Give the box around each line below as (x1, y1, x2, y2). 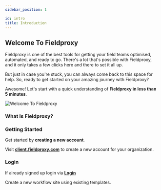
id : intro (5, 16, 25, 21)
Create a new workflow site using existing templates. (5, 179, 111, 185)
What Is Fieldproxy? (5, 113, 54, 120)
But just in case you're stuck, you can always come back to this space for (5, 71, 153, 77)
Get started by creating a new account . (5, 137, 85, 143)
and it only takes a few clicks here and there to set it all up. (5, 62, 123, 68)
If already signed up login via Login (5, 169, 76, 176)
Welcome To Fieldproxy (5, 39, 79, 47)
